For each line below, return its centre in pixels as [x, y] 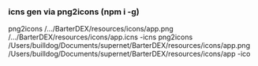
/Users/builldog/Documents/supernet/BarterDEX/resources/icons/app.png [129, 46]
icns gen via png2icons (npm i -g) [74, 12]
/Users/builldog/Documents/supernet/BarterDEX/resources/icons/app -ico [129, 54]
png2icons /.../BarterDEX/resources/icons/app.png [91, 29]
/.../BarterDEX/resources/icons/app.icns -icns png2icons [101, 37]
